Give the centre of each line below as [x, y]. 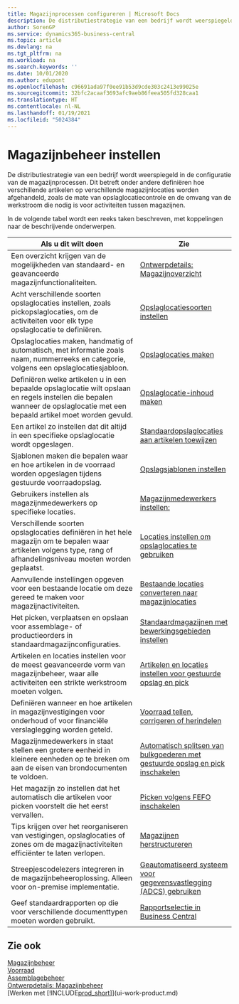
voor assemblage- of [47, 626]
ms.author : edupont [36, 80]
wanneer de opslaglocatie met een [69, 406]
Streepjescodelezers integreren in [68, 869]
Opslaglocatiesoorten [176, 307]
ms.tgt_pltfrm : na [34, 54]
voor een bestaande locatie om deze [72, 588]
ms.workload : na [31, 60]
